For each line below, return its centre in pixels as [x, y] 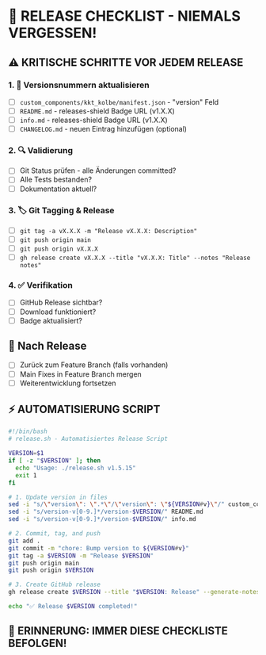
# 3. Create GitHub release [55, 585]
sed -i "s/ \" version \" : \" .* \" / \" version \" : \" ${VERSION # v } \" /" [116, 504]
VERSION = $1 [26, 454]
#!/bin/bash [28, 431]
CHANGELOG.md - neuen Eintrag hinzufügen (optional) [103, 129]
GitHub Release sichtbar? [61, 303]
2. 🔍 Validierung [41, 151]
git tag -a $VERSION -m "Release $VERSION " [81, 555]
